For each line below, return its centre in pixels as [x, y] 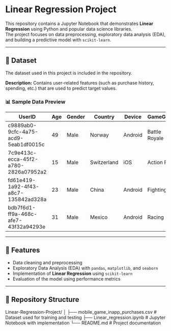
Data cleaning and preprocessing [47, 262]
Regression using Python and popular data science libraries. [69, 29]
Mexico [99, 217]
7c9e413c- [22, 153]
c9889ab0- [22, 125]
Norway [99, 135]
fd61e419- [22, 181]
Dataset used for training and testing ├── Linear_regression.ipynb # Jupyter [85, 317]
